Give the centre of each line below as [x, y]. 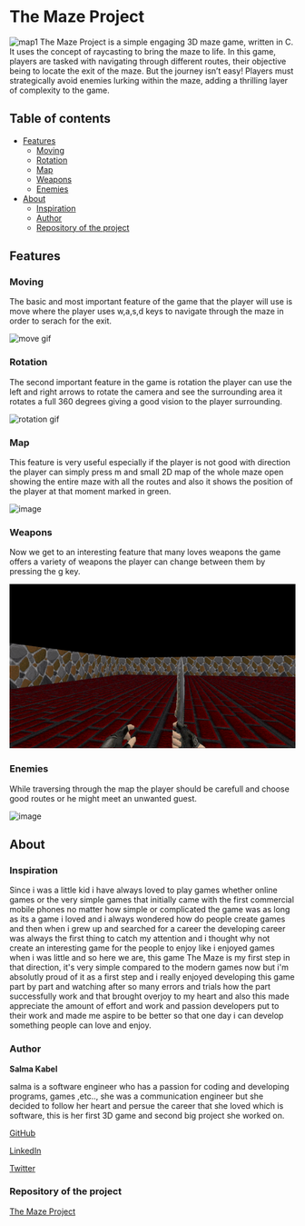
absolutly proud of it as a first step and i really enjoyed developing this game [152, 977]
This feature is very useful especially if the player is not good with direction [150, 463]
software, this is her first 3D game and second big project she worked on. [147, 1115]
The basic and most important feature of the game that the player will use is [151, 302]
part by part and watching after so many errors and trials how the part [140, 987]
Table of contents [60, 119]
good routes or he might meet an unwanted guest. [103, 798]
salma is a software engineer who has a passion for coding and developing [149, 1086]
